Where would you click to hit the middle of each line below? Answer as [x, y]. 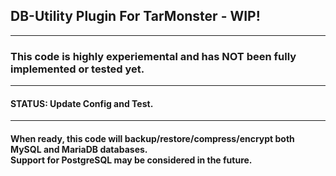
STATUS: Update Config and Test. [82, 103]
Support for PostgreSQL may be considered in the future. [131, 160]
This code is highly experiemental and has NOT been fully [153, 56]
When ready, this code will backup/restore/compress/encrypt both [152, 138]
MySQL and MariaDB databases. [79, 149]
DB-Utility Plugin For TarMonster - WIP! [135, 16]
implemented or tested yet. [77, 69]
